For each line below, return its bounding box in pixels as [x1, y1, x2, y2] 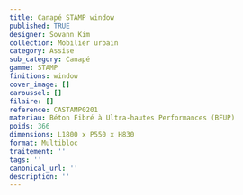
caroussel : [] [9, 88, 63, 97]
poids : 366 [9, 122, 50, 131]
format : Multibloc [9, 138, 78, 147]
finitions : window [9, 72, 78, 81]
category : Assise [9, 47, 75, 56]
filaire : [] [9, 96, 54, 106]
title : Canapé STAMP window [9, 13, 115, 22]
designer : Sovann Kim [9, 30, 91, 39]
